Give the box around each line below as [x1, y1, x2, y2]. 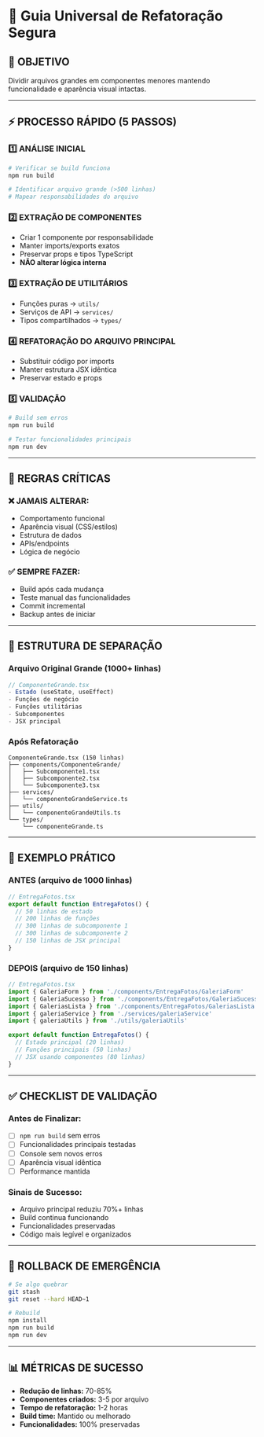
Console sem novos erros [19, 1148, 103, 1158]
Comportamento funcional [19, 513, 105, 523]
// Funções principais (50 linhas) [15, 1046, 132, 1054]
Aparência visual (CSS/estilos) [19, 522, 118, 531]
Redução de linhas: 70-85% [19, 1386, 112, 1395]
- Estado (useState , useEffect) [8, 688, 114, 696]
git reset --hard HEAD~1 [8, 1295, 90, 1303]
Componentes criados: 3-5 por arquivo [19, 1395, 149, 1404]
